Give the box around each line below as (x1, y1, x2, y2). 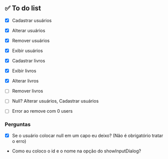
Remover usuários (12, 37, 50, 43)
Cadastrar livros (12, 58, 46, 64)
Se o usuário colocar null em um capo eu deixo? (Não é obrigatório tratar (12, 132, 163, 138)
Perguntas (5, 121, 31, 128)
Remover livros (12, 88, 43, 94)
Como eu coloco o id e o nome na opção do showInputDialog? (12, 148, 141, 154)
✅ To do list (5, 4, 41, 13)
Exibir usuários (12, 48, 43, 53)
